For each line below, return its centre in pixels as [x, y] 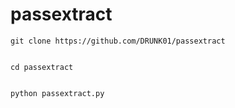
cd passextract [42, 67]
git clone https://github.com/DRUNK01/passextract [118, 41]
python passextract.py [57, 93]
